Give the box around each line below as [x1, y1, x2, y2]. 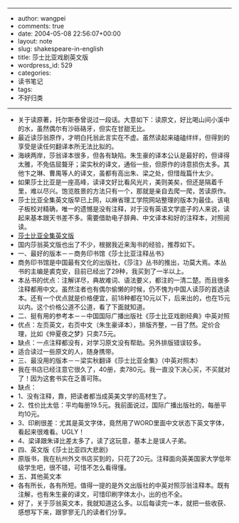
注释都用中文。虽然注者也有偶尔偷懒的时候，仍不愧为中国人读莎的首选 [17, 285, 224, 293]
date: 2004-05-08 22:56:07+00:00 [17, 29, 121, 38]
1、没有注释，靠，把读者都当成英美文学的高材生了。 [17, 392, 171, 400]
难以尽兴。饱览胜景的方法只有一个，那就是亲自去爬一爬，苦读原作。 [30, 187, 230, 195]
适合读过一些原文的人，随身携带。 [17, 347, 118, 355]
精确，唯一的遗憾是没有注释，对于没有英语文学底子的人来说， [42, 205, 224, 213]
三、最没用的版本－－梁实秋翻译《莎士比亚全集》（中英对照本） [17, 356, 202, 365]
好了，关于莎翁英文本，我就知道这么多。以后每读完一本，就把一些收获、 [17, 499, 230, 507]
